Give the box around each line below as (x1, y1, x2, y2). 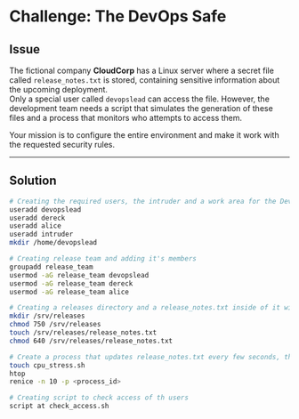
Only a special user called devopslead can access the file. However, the (9, 93, 270, 104)
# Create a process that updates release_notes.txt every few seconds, (9, 352, 280, 361)
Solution (9, 173, 57, 189)
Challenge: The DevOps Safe (9, 6, 227, 27)
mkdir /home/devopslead (9, 238, 98, 247)
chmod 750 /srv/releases (9, 320, 101, 329)
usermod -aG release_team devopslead (9, 270, 149, 279)
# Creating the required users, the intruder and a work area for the (9, 197, 277, 205)
